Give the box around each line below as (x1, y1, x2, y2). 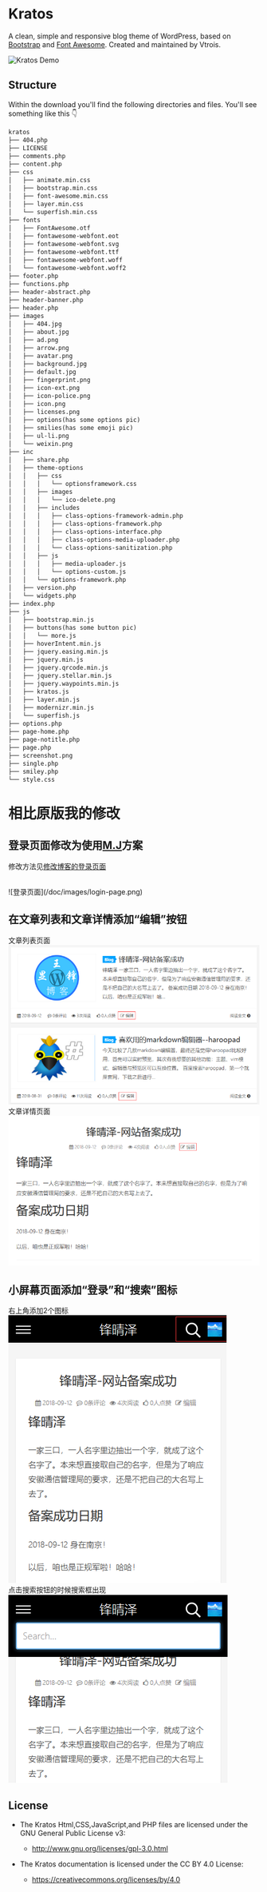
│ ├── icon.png (8, 400, 66, 408)
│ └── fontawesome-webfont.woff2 (8, 264, 127, 272)
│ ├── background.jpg (8, 360, 88, 368)
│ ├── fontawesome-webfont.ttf (8, 248, 120, 256)
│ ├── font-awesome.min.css (8, 192, 109, 200)
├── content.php (8, 160, 62, 168)
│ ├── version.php (8, 584, 77, 591)
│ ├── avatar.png (8, 352, 73, 360)
